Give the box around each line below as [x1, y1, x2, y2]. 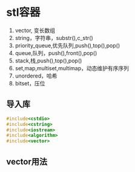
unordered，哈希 [15, 72, 58, 79]
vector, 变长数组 [15, 27, 56, 34]
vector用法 [6, 156, 47, 167]
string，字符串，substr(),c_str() [15, 34, 93, 41]
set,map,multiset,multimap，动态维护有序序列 [15, 64, 129, 71]
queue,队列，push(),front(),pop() [15, 49, 97, 56]
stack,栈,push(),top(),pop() [15, 57, 82, 64]
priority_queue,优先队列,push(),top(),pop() [15, 42, 120, 49]
